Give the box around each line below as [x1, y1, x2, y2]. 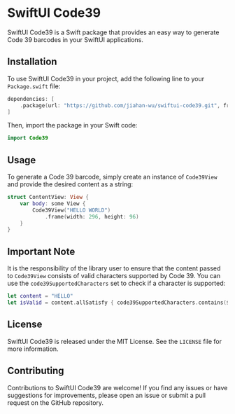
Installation [7, 56, 57, 68]
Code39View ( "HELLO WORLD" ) [32, 207, 111, 214]
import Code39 [7, 134, 49, 142]
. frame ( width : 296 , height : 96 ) [44, 213, 139, 220]
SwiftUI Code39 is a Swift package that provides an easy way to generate [7, 28, 220, 36]
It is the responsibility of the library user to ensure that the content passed [7, 264, 221, 272]
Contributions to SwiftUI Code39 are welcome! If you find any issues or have [7, 383, 228, 392]
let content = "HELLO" [7, 293, 73, 300]
